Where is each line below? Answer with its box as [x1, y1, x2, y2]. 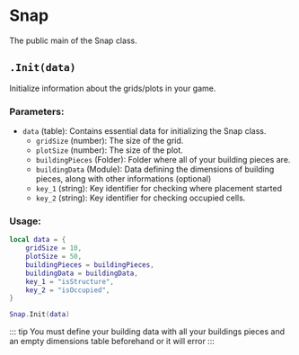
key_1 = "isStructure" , [25, 277, 115, 286]
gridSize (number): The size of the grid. [35, 136, 184, 146]
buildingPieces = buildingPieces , [25, 260, 154, 270]
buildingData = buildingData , [25, 269, 139, 278]
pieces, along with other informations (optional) [35, 173, 212, 184]
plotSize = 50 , [25, 253, 83, 262]
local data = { [9, 235, 66, 244]
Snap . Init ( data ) [9, 310, 70, 319]
